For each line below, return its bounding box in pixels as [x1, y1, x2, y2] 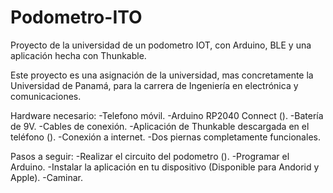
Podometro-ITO [10, 6, 143, 29]
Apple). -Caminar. [10, 171, 84, 183]
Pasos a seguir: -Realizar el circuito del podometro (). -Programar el [10, 150, 290, 162]
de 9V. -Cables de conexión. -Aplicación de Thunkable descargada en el [10, 120, 310, 132]
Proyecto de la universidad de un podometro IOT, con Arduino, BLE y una [10, 39, 312, 51]
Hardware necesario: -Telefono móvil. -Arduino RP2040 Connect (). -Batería [10, 109, 324, 121]
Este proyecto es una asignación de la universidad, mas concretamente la [10, 69, 314, 81]
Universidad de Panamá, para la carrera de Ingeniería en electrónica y [10, 79, 299, 91]
